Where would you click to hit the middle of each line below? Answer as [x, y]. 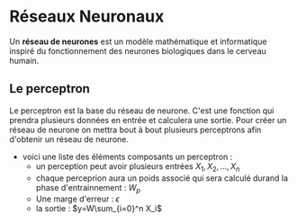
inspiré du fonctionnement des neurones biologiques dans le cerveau [138, 50]
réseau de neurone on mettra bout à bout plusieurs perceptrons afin [135, 129]
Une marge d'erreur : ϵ [77, 199]
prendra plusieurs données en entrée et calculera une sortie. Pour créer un [148, 120]
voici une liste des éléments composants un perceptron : [127, 156]
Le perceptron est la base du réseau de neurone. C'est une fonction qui [142, 111]
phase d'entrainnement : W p [88, 188]
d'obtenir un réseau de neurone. [69, 139]
